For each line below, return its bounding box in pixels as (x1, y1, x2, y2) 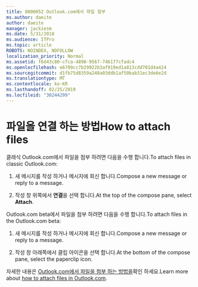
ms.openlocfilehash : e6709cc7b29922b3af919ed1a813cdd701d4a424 (6, 64, 167, 71)
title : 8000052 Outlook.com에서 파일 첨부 (6, 8, 106, 15)
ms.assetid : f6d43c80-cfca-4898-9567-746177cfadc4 (6, 59, 135, 65)
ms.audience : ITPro (6, 36, 55, 42)
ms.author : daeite (6, 14, 52, 20)
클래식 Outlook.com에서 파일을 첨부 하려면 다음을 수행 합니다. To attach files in (6, 153, 191, 160)
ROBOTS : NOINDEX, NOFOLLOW (6, 48, 73, 54)
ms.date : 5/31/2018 (6, 31, 55, 37)
